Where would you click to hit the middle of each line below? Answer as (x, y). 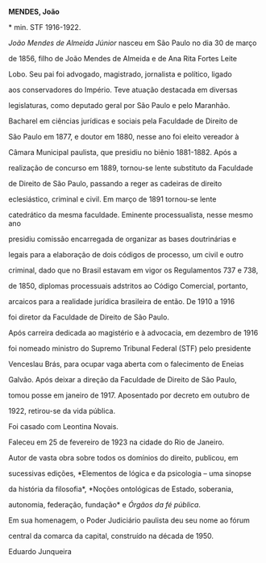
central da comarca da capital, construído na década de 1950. (111, 536)
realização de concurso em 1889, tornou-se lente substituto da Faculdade (131, 168)
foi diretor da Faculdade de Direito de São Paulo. (89, 317)
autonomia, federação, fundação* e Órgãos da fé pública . (105, 505)
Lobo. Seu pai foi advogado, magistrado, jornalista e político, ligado (120, 74)
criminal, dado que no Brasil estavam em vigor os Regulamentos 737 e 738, (133, 270)
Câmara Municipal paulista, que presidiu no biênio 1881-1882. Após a (123, 152)
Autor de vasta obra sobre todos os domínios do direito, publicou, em (124, 458)
